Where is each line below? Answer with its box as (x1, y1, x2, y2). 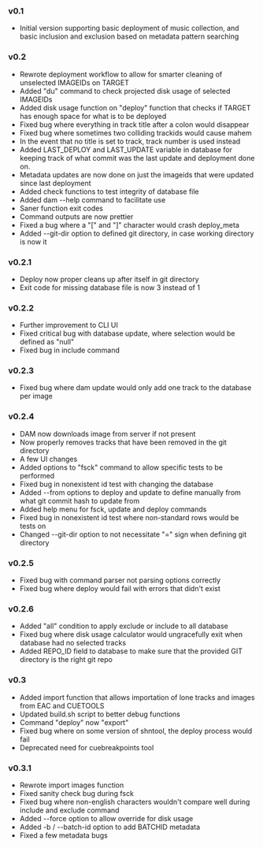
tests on (19, 521, 46, 530)
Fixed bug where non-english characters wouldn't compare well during (19, 797, 250, 806)
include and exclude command (19, 805, 120, 815)
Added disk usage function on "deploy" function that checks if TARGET (19, 102, 251, 112)
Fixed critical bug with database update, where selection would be (19, 329, 235, 338)
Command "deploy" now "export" (19, 717, 129, 727)
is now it (19, 236, 47, 246)
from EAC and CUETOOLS (19, 701, 105, 710)
